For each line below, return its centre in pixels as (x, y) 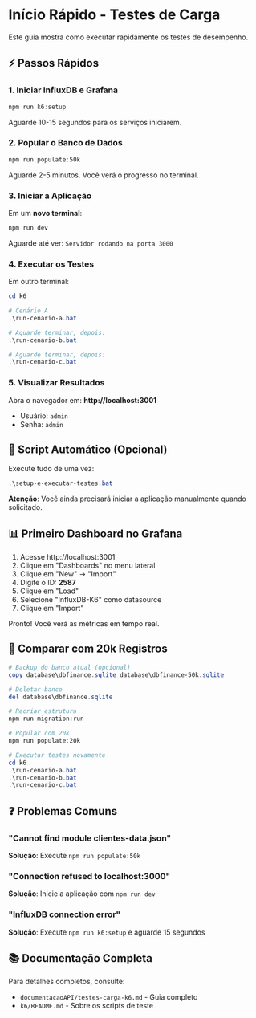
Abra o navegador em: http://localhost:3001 (83, 400)
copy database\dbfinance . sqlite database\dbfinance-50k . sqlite (116, 675)
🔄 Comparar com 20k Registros (88, 649)
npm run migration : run (46, 719)
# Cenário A (28, 311)
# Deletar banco (35, 689)
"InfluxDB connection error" (65, 914)
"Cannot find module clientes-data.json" (90, 838)
